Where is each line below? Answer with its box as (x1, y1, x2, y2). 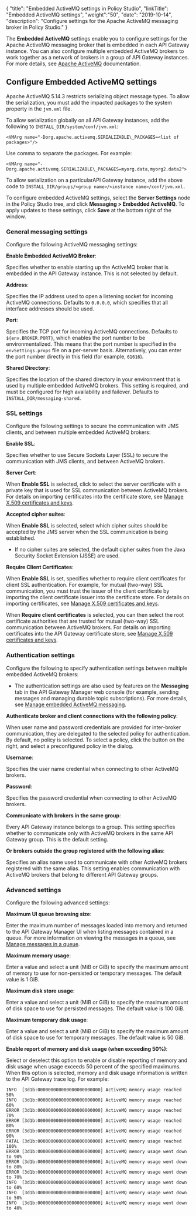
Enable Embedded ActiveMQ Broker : (6, 252, 97, 259)
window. (6, 213, 26, 220)
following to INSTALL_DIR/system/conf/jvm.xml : (6, 123, 119, 130)
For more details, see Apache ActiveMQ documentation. (6, 60, 142, 67)
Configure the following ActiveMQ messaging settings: (6, 241, 138, 248)
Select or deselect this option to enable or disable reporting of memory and (6, 1057, 188, 1064)
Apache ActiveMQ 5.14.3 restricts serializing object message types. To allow (6, 92, 190, 99)
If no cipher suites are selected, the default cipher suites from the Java (14, 546, 185, 553)
